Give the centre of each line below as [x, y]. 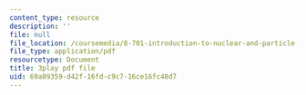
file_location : [38, 43]
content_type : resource [55, 18]
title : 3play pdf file [52, 69]
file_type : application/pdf [63, 52]
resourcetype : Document [55, 60]
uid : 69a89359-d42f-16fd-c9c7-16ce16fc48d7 [93, 77]
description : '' [40, 26]
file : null [30, 34]
